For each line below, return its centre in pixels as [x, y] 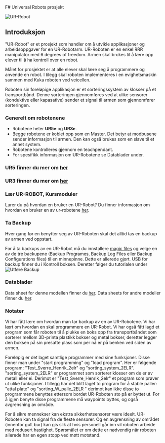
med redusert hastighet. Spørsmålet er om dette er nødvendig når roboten [81, 430]
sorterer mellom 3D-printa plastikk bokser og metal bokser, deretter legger [81, 337]
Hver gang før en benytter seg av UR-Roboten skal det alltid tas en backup [81, 233]
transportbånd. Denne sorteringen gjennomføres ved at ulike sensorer [76, 94]
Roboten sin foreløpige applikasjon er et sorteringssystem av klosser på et [81, 89]
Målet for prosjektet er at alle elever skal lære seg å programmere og [75, 69]
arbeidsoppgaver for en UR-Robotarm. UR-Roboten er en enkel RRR [74, 49]
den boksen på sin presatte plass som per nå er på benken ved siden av [78, 343]
